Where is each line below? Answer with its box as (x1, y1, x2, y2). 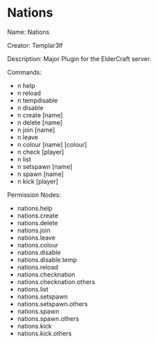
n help (17, 81, 36, 89)
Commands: (7, 68, 42, 76)
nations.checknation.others (17, 277, 95, 285)
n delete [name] (17, 118, 63, 126)
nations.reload (17, 263, 59, 271)
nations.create (17, 211, 59, 220)
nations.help (17, 204, 53, 212)
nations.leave (17, 234, 56, 242)
